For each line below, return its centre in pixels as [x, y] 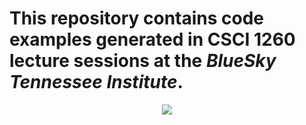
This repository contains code [137, 18]
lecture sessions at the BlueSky [143, 61]
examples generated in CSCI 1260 [152, 39]
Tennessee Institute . [96, 82]
